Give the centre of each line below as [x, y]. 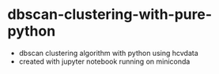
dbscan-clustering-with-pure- [110, 15]
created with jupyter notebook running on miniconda [104, 61]
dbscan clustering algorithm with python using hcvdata [108, 53]
